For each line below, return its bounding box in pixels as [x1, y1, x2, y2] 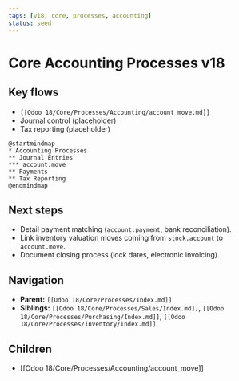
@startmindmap [8, 140, 56, 148]
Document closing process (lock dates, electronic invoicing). [19, 250, 220, 260]
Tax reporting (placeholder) [19, 124, 110, 133]
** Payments [8, 168, 48, 176]
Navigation [8, 274, 64, 287]
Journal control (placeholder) [19, 116, 117, 125]
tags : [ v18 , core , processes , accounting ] [8, 11, 152, 20]
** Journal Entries [8, 153, 74, 161]
